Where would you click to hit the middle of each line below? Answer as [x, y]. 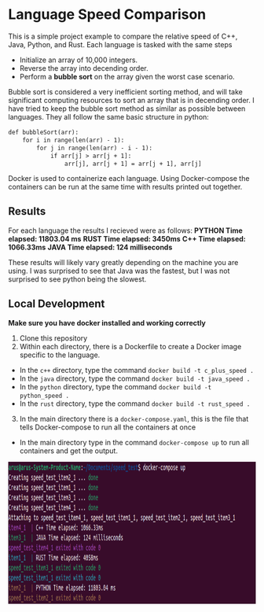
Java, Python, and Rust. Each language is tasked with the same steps [120, 44]
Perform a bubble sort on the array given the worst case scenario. [127, 76]
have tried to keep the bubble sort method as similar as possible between [127, 109]
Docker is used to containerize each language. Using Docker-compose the [129, 178]
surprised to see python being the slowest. [77, 279]
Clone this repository [53, 338]
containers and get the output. [68, 451]
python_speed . [44, 396]
